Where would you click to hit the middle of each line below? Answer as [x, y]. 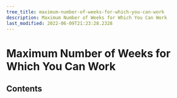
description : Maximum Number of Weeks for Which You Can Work [87, 18]
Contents [24, 89]
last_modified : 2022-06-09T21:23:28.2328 [60, 23]
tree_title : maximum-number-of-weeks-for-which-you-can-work [85, 12]
